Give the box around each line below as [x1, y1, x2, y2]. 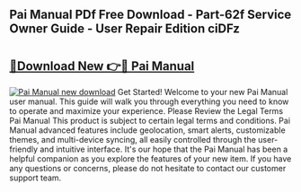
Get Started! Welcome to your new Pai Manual [117, 87, 288, 97]
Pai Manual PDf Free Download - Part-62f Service [9, 7, 292, 22]
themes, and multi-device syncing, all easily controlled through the [9, 135, 256, 144]
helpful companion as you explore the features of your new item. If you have [9, 153, 292, 164]
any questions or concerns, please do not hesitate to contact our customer [9, 163, 287, 173]
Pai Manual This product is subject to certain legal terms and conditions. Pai [9, 116, 290, 126]
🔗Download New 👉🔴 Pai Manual [9, 58, 195, 74]
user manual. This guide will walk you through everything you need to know [9, 96, 289, 107]
